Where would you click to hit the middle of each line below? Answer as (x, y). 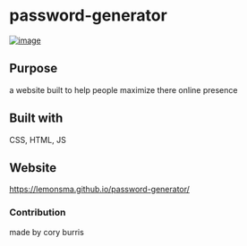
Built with (36, 119)
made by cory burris (47, 232)
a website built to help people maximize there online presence (123, 89)
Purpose (34, 68)
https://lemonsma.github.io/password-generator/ (100, 190)
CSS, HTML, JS (38, 140)
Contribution (38, 213)
